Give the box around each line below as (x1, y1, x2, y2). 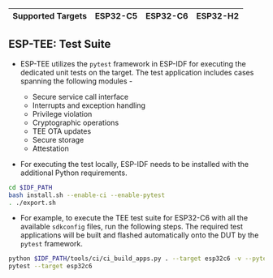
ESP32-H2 (196, 11, 240, 21)
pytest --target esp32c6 (8, 263, 93, 271)
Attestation (32, 143, 69, 153)
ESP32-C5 (94, 11, 138, 21)
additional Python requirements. (19, 168, 128, 177)
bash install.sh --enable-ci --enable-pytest (8, 190, 165, 199)
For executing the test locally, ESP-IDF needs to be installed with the (19, 159, 249, 169)
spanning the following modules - (19, 76, 133, 86)
